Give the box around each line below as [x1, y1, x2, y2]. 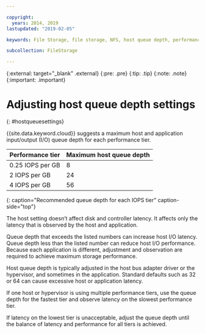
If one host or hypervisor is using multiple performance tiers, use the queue [6, 289, 196, 297]
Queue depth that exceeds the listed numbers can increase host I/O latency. [6, 233, 198, 241]
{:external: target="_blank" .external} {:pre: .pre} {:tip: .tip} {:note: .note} [6, 70, 187, 77]
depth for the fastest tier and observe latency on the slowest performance [6, 296, 192, 303]
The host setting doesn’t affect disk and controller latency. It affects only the [6, 215, 198, 222]
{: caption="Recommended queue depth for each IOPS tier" [6, 197, 157, 204]
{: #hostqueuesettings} [6, 118, 65, 125]
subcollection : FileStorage [6, 48, 78, 54]
